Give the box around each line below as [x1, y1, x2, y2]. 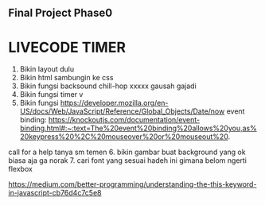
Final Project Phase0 [8, 6, 113, 20]
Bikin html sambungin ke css [19, 73, 114, 83]
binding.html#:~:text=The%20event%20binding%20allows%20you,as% [19, 123, 257, 133]
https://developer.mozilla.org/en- [60, 99, 169, 108]
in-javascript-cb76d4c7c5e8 [8, 188, 102, 198]
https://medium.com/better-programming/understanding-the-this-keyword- [8, 180, 257, 189]
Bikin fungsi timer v [19, 90, 84, 99]
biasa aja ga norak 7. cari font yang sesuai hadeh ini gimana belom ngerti [8, 156, 247, 165]
